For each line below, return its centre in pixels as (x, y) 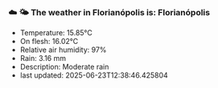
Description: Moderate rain (64, 67)
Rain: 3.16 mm (43, 58)
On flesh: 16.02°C (49, 42)
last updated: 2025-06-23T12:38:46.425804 (94, 75)
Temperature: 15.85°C (56, 33)
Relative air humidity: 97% (63, 50)
